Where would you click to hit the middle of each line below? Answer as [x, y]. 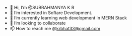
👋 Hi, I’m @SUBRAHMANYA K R [42, 8]
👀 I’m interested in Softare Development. [51, 13]
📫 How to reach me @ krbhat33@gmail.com [55, 28]
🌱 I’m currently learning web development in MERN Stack [68, 18]
